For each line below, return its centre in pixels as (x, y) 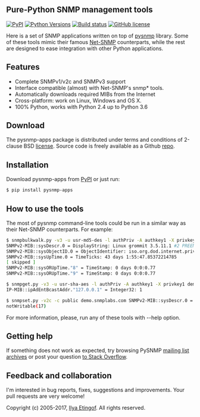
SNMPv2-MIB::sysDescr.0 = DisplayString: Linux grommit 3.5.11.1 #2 (93, 246)
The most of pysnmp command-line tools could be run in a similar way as (96, 223)
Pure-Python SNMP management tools (79, 10)
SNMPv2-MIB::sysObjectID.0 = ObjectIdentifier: (66, 251)
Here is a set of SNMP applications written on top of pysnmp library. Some (97, 36)
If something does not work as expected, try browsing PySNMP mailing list (98, 350)
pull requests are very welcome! (46, 396)
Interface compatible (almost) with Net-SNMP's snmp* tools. (89, 88)
